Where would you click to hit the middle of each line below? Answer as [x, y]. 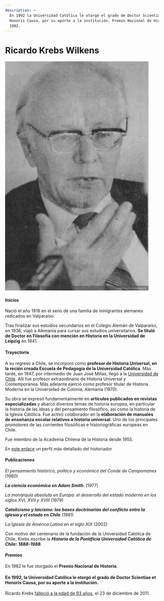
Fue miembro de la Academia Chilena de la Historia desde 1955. [69, 439]
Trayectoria [17, 352]
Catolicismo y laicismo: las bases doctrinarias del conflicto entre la [75, 509]
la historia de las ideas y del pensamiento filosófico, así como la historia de [80, 409]
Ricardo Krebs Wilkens [52, 51]
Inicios [12, 300]
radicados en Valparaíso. [30, 316]
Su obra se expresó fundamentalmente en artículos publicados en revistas [81, 399]
